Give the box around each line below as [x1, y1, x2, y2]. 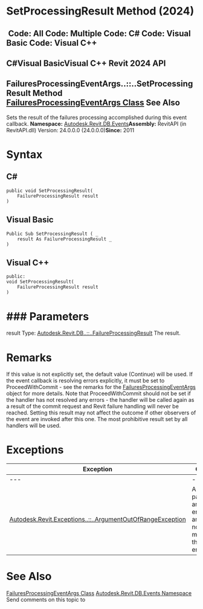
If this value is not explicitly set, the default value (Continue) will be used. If [6, 370, 193, 378]
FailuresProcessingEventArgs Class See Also [6, 98, 180, 108]
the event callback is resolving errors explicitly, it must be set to [6, 377, 165, 384]
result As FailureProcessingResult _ [17, 236, 112, 242]
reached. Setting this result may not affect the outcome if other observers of [6, 409, 196, 416]
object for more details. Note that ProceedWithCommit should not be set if [6, 390, 192, 397]
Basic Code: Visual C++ [6, 37, 98, 48]
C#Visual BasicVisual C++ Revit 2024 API [6, 58, 166, 68]
